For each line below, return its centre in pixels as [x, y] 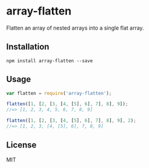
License [21, 145]
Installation [28, 47]
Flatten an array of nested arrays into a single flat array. [75, 28]
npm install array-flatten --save [50, 61]
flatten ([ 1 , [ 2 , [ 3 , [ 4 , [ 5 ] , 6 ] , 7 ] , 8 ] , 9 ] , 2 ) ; [71, 121]
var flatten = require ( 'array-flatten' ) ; [59, 93]
